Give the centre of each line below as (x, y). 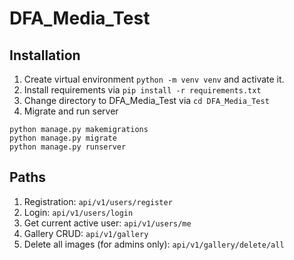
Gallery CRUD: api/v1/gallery (86, 233)
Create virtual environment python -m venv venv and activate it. (154, 79)
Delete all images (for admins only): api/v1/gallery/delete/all (154, 244)
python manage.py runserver (68, 147)
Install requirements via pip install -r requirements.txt (142, 90)
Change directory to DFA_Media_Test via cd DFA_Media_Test (146, 100)
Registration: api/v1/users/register (98, 201)
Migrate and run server (71, 111)
